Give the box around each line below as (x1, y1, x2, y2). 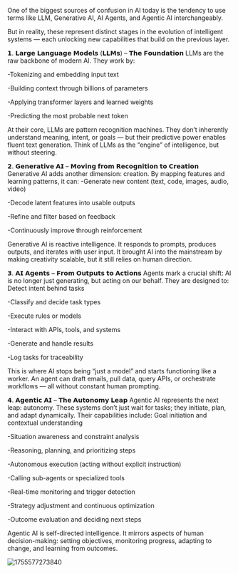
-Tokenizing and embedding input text (7, 71, 119, 78)
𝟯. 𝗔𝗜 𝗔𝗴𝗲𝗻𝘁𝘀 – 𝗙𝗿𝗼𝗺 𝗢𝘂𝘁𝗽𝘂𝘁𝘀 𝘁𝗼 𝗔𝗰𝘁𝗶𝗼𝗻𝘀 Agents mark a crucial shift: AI (7, 269, 232, 277)
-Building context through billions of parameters (7, 84, 148, 92)
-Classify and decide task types (7, 298, 101, 306)
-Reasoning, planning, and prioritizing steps (7, 446, 136, 455)
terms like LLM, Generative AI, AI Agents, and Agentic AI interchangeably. (7, 14, 223, 22)
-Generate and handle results (7, 339, 94, 348)
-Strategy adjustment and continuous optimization (7, 502, 155, 510)
